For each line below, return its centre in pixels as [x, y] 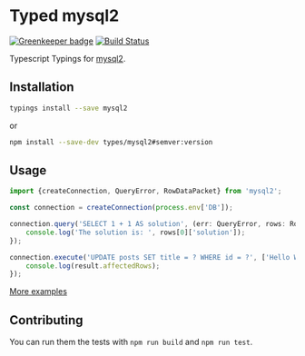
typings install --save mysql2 [69, 108]
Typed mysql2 [64, 16]
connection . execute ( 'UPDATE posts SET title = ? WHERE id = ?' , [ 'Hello [150, 257]
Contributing [46, 320]
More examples [39, 292]
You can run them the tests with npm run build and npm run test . [131, 342]
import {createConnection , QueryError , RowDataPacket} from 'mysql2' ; [146, 192]
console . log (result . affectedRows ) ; [93, 266]
